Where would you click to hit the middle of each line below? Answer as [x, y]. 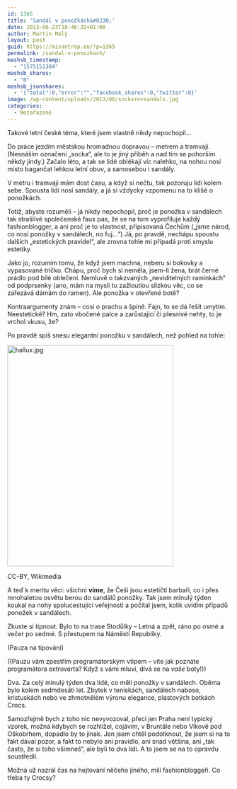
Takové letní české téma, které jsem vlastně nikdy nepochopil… [99, 132]
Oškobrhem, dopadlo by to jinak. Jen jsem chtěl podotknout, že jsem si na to [119, 734]
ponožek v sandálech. [40, 612]
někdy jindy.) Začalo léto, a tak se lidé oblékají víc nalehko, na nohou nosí [114, 161]
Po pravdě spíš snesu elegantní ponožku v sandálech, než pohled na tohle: [116, 335]
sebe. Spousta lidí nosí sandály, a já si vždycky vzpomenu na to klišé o [110, 190]
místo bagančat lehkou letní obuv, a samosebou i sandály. [92, 169]
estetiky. [20, 249]
